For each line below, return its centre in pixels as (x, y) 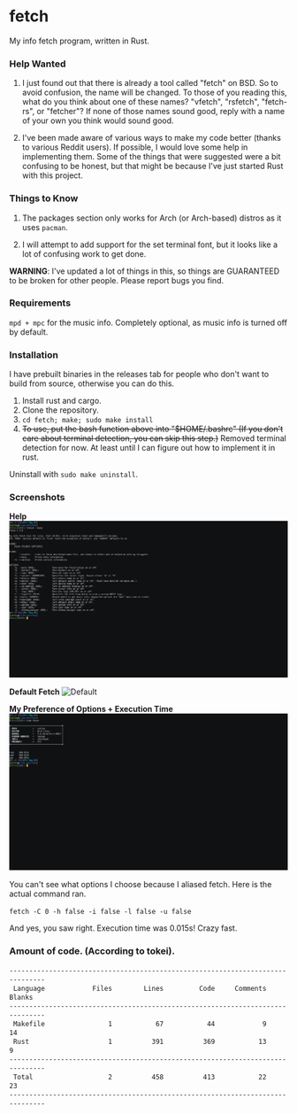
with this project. (53, 175)
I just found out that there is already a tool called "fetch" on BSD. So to (150, 83)
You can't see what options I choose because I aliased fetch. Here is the (141, 885)
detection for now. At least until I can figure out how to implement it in (148, 448)
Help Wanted (38, 64)
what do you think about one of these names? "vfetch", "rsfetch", (141, 102)
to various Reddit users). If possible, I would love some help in (135, 147)
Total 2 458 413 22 (140, 1077)
